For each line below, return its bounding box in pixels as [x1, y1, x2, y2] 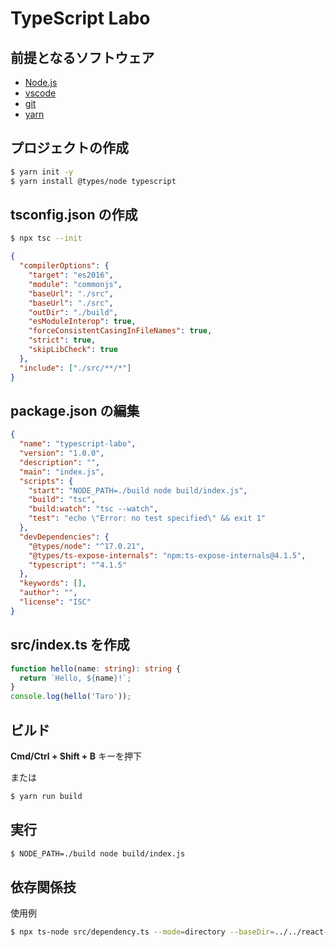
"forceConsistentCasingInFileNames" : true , [28, 326, 213, 336]
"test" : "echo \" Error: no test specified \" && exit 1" [28, 513, 267, 524]
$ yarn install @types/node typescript [10, 176, 177, 186]
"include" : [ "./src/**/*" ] [19, 363, 132, 373]
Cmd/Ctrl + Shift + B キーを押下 [10, 750, 142, 762]
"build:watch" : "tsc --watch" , [28, 504, 159, 514]
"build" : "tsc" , [28, 495, 97, 505]
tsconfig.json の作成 [10, 206, 138, 223]
